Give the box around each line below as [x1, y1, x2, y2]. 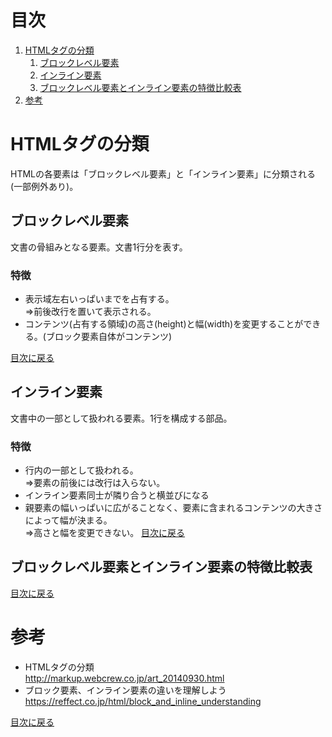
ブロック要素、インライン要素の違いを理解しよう [24, 684, 227, 696]
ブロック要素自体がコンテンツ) [45, 330, 173, 342]
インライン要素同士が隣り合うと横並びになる [24, 489, 210, 501]
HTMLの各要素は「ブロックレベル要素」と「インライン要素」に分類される [10, 167, 317, 180]
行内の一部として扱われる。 [24, 464, 139, 476]
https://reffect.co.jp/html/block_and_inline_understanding [24, 695, 262, 707]
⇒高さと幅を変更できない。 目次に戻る [24, 527, 186, 539]
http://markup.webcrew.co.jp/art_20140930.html [24, 672, 225, 684]
